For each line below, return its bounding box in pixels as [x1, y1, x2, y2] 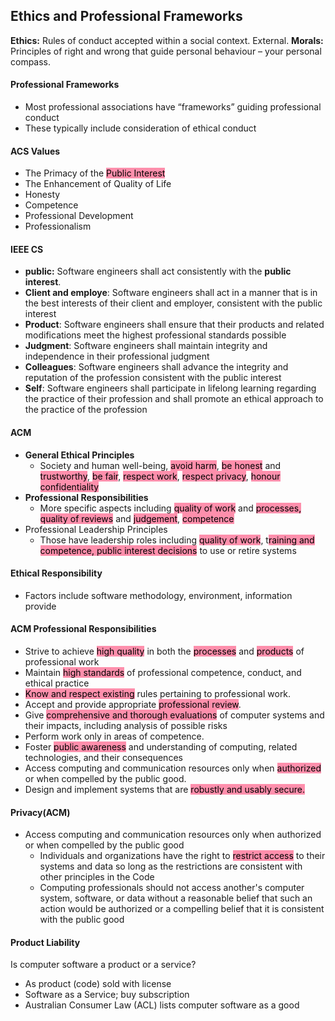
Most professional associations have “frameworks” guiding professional [24, 101, 322, 113]
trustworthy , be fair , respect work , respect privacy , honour [39, 470, 281, 482]
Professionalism [24, 220, 92, 233]
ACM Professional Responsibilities [10, 623, 157, 635]
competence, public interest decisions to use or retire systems [39, 544, 297, 556]
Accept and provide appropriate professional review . [24, 699, 242, 711]
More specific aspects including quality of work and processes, [39, 502, 302, 514]
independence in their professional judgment [24, 350, 210, 363]
